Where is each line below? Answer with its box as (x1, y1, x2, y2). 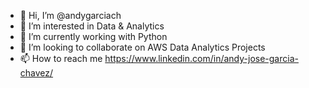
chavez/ (19, 67, 54, 79)
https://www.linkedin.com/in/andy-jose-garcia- (104, 53, 299, 64)
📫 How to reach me (19, 53, 103, 64)
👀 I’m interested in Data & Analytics (19, 20, 165, 32)
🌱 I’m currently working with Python (19, 31, 168, 42)
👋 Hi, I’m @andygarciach (19, 10, 122, 21)
